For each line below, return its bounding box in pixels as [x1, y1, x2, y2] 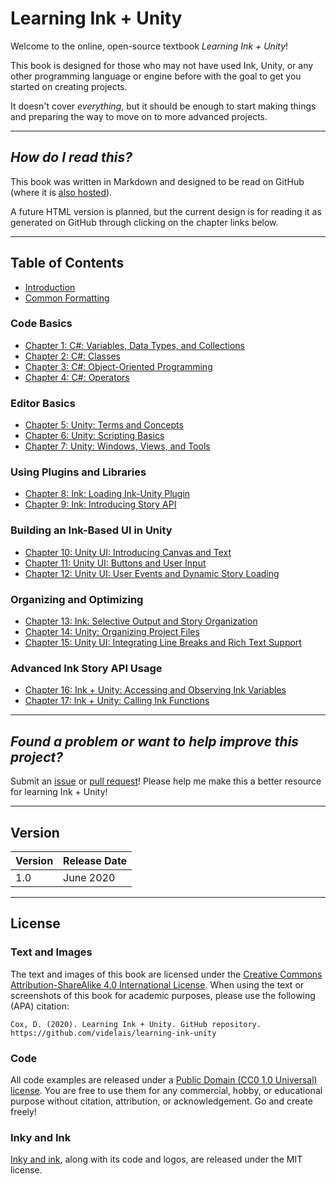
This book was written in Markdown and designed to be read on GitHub [10, 175, 305, 187]
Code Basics [10, 317, 73, 331]
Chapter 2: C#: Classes [24, 350, 121, 362]
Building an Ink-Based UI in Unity [10, 523, 173, 537]
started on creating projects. [10, 80, 128, 92]
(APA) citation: [10, 1000, 70, 1012]
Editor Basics [10, 396, 76, 410]
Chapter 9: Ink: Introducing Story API [24, 498, 177, 511]
